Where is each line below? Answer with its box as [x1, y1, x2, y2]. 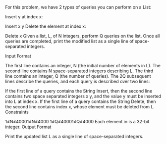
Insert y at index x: [5, 14, 43, 19]
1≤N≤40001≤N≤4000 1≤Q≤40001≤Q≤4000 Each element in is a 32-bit [5, 119, 150, 124]
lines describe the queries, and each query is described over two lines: [5, 79, 150, 84]
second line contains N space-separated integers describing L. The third [5, 68, 154, 74]
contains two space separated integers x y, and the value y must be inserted [5, 94, 162, 99]
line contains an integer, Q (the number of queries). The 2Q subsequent [5, 73, 151, 79]
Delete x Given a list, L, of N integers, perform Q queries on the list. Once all [5, 33, 160, 39]
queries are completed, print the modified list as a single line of [5, 38, 134, 44]
